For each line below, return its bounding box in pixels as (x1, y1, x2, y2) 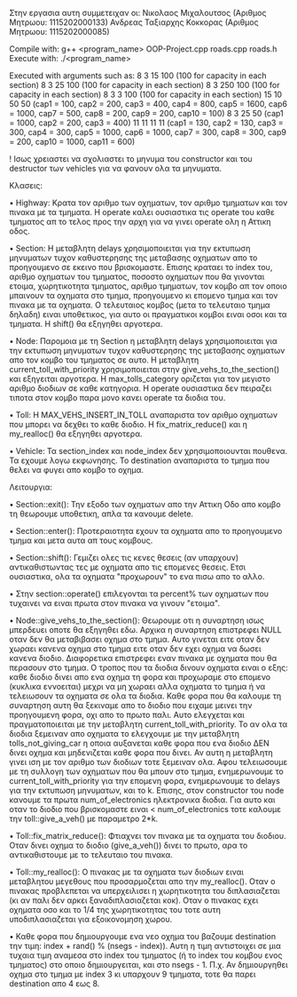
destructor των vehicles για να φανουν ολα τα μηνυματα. (9, 164, 223, 173)
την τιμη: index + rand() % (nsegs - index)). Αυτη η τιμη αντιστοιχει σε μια (9, 941, 282, 951)
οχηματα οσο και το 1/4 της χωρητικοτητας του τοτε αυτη (9, 905, 222, 914)
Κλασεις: (9, 180, 43, 190)
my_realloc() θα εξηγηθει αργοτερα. (9, 428, 143, 439)
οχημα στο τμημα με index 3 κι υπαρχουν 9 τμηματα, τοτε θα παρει (9, 969, 256, 979)
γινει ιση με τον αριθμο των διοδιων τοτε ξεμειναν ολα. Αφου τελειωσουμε (9, 757, 288, 767)
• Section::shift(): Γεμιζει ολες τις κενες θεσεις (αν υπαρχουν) (9, 553, 239, 562)
